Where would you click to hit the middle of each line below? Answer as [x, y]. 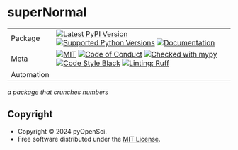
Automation [30, 74]
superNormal [47, 12]
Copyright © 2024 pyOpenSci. [62, 131]
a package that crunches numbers [58, 92]
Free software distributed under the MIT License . [89, 139]
